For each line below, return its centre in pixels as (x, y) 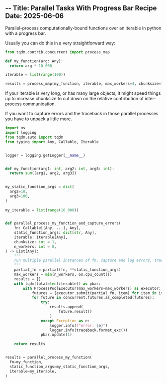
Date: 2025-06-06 (35, 16)
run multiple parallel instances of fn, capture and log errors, (83, 261)
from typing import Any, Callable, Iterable (52, 142)
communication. (39, 104)
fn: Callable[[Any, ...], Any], (47, 228)
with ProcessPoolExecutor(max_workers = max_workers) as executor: (92, 288)
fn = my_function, (26, 362)
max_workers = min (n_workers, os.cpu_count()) (63, 275)
